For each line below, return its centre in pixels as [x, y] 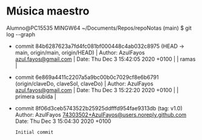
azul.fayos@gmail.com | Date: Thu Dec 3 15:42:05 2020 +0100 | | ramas [105, 59]
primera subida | [35, 96]
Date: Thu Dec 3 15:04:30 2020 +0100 [63, 121]
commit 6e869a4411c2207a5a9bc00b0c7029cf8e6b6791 [87, 77]
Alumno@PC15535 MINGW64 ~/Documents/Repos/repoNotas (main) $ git [99, 28]
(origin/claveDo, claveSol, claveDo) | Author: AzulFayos [84, 84]
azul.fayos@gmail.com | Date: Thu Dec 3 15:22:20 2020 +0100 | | [97, 90]
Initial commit [34, 132]
